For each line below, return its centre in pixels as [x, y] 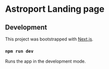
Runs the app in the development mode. [45, 61]
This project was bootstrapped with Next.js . [49, 39]
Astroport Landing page [55, 9]
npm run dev [19, 51]
